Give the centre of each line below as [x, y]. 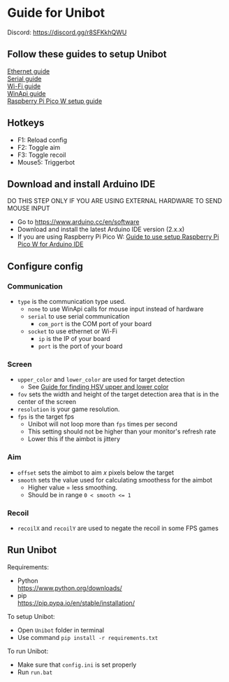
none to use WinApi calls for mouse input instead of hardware [116, 309]
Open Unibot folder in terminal [61, 630]
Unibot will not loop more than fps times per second [103, 424]
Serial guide [24, 78]
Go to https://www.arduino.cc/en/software [78, 222]
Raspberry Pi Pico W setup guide [55, 101]
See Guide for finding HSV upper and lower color [98, 387]
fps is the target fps [46, 417]
